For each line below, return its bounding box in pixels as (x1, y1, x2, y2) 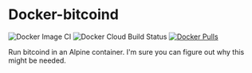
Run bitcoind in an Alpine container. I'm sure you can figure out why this (8, 47, 245, 56)
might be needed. (8, 56, 66, 65)
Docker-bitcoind (8, 6, 120, 24)
